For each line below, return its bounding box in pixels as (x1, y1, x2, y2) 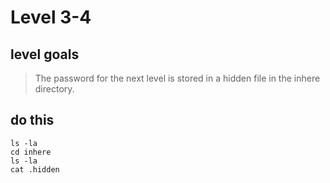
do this (10, 112, 55, 129)
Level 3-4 (10, 6, 92, 29)
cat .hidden (10, 164, 60, 175)
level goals (10, 46, 80, 63)
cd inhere (10, 147, 52, 157)
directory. (34, 83, 75, 95)
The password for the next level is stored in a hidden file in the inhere (34, 72, 321, 84)
